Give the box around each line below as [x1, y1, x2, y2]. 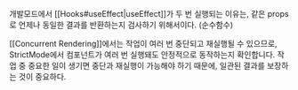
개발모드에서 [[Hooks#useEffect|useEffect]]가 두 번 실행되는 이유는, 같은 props [9, 9, 289, 19]
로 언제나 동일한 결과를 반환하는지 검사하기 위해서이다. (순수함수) [9, 19, 234, 30]
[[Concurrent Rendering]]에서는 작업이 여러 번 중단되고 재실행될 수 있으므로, [9, 39, 278, 49]
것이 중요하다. [18, 71, 67, 82]
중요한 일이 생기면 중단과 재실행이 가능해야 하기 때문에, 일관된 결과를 [28, 61, 265, 71]
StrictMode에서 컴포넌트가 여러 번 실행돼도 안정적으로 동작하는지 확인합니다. [9, 49, 276, 60]
